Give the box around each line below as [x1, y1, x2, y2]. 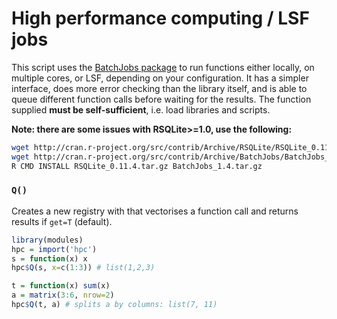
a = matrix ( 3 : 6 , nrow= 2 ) [11, 290, 115, 301]
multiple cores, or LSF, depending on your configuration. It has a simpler [11, 72, 309, 84]
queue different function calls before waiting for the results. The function [11, 93, 312, 105]
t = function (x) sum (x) [11, 281, 111, 291]
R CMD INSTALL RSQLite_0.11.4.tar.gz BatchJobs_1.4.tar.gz [11, 161, 263, 171]
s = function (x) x [11, 253, 88, 264]
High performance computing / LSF [11, 7, 310, 30]
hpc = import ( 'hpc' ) [11, 244, 98, 254]
